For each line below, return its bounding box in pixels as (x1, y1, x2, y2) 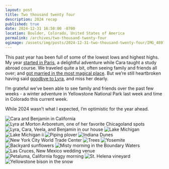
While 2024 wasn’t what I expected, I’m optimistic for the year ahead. (5, 105, 149, 111)
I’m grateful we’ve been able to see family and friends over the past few (5, 85, 154, 91)
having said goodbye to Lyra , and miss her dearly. (5, 75, 109, 81)
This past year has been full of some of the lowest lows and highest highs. (5, 54, 159, 60)
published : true (5, 21, 39, 27)
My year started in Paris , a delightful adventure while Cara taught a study (5, 59, 157, 66)
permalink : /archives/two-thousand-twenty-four (5, 36, 107, 41)
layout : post (5, 7, 33, 13)
